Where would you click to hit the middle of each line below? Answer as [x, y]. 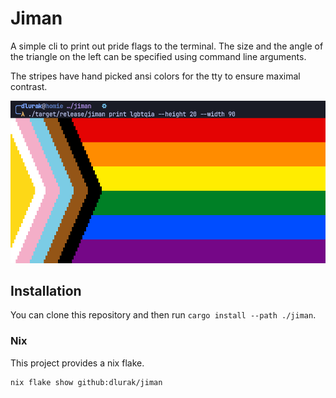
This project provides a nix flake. [77, 363]
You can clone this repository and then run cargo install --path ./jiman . [163, 315]
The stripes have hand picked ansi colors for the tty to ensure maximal [155, 76]
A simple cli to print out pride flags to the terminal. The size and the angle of [167, 46]
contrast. [29, 86]
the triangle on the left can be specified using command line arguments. [158, 56]
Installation [46, 290]
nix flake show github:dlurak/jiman [86, 382]
